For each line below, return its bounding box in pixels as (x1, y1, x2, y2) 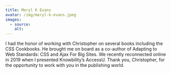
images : (5, 17, 22, 22)
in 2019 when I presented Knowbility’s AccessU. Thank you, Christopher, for (5, 57, 165, 63)
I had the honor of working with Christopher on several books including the (5, 40, 163, 46)
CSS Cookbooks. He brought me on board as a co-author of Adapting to (5, 46, 157, 52)
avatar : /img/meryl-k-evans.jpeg (5, 12, 77, 17)
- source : (10, 21, 31, 27)
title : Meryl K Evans (5, 7, 52, 13)
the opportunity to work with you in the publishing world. (5, 62, 125, 68)
